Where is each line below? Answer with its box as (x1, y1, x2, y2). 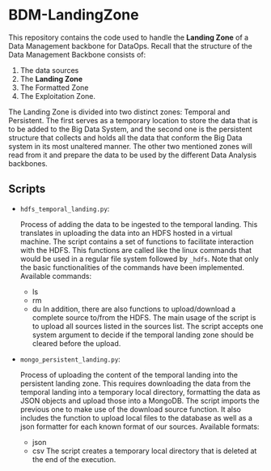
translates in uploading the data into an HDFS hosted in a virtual (19, 228, 233, 238)
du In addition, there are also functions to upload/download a (32, 304, 236, 314)
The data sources (19, 65, 79, 75)
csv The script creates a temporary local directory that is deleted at (32, 446, 257, 456)
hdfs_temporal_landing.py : (19, 203, 110, 213)
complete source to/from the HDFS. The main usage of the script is (32, 312, 256, 322)
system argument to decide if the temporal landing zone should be (32, 330, 254, 340)
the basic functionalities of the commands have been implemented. (19, 262, 245, 272)
